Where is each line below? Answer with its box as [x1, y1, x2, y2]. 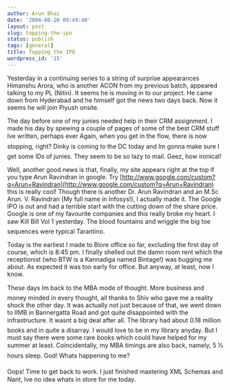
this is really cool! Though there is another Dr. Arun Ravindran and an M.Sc [7, 187, 219, 195]
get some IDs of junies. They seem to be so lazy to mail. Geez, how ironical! [7, 152, 222, 160]
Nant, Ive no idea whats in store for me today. [7, 375, 136, 383]
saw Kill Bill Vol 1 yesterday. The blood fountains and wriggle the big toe [7, 217, 211, 225]
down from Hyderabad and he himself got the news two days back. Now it [7, 96, 218, 104]
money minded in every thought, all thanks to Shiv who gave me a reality [7, 293, 213, 302]
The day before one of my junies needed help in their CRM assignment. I [7, 117, 213, 125]
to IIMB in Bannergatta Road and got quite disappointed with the [7, 308, 189, 316]
